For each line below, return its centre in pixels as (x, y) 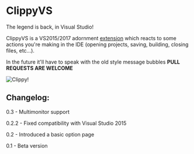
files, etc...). (20, 50)
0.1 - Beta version (27, 146)
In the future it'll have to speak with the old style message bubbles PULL (93, 62)
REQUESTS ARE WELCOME (39, 68)
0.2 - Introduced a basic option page (50, 134)
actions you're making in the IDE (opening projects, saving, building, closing (97, 44)
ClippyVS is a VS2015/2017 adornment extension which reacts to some (91, 38)
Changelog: (28, 98)
